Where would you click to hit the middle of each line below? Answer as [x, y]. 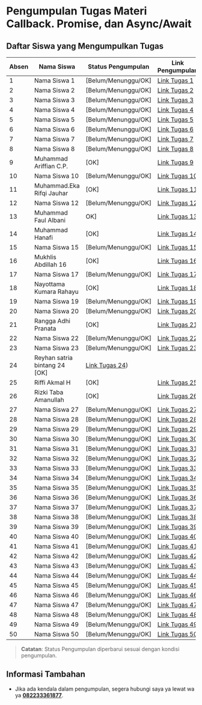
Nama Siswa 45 [57, 585]
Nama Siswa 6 [54, 129]
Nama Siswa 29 [57, 429]
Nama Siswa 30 [57, 439]
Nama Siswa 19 [57, 301]
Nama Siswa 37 [57, 507]
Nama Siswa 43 [57, 566]
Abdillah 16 [50, 264]
